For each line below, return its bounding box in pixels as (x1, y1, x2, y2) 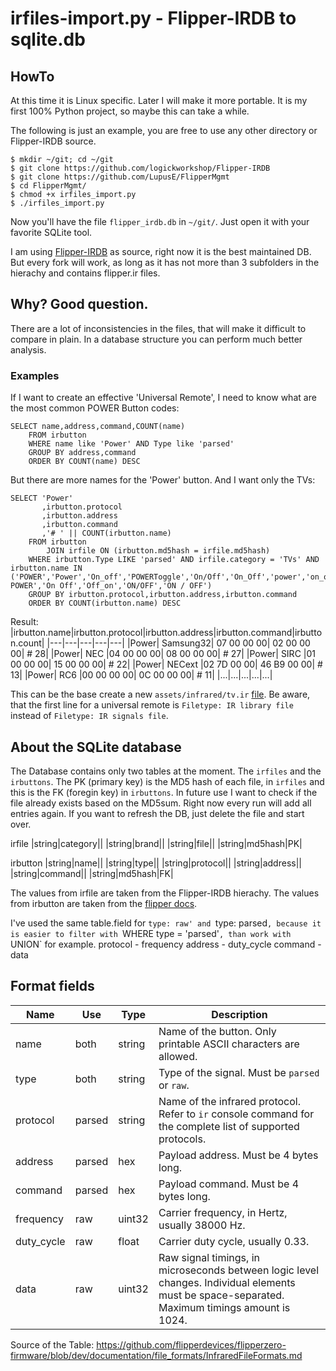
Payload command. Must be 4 (158, 1177, 300, 1191)
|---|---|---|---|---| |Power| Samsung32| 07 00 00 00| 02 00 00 (46, 637, 311, 649)
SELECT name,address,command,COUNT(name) (10, 422, 186, 432)
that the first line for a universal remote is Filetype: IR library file (10, 699, 294, 711)
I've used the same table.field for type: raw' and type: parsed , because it (10, 917, 322, 929)
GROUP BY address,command (28, 448, 137, 458)
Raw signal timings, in (158, 1250, 260, 1264)
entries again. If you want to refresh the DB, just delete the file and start (10, 807, 305, 819)
